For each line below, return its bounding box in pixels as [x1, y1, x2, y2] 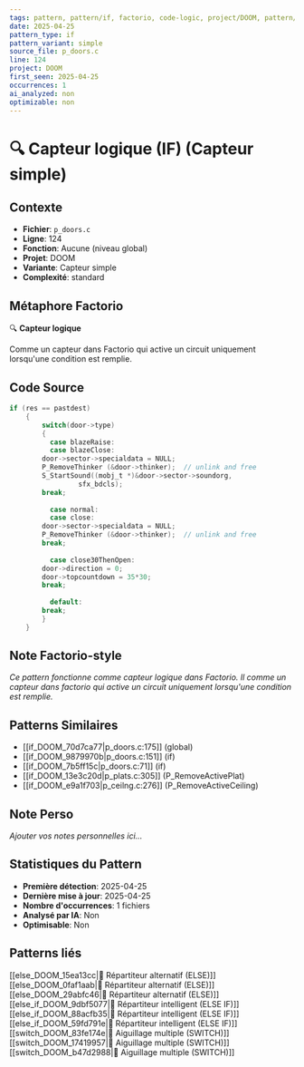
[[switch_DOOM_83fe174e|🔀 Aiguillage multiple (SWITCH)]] [9, 1027, 230, 1038]
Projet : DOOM [22, 253, 76, 264]
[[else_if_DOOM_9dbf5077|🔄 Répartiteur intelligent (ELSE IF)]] [9, 998, 240, 1009]
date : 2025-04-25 [9, 22, 75, 31]
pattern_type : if [9, 30, 75, 39]
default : [49, 597, 83, 607]
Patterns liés [9, 946, 82, 961]
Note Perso [9, 806, 74, 821]
